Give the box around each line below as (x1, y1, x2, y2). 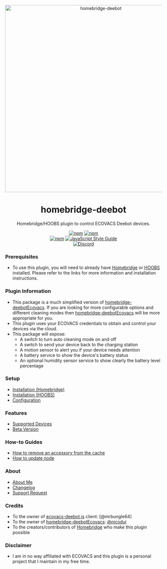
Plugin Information (5, 287, 51, 294)
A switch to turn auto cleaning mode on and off (19, 336, 117, 342)
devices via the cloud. (12, 325, 58, 331)
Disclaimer (5, 542, 32, 549)
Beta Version (12, 426, 39, 432)
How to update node (12, 455, 55, 461)
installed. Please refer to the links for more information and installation (12, 270, 156, 276)
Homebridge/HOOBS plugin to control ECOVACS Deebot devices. (16, 220, 151, 227)
